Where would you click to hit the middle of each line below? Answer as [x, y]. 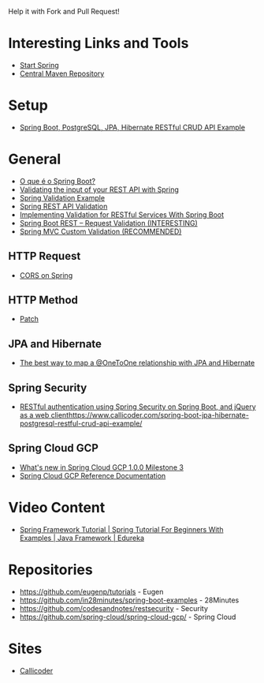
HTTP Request [45, 256]
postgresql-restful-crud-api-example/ [81, 424]
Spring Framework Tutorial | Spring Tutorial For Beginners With [121, 529]
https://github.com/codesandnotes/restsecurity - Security [114, 608]
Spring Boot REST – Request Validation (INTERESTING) [109, 223]
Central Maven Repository [62, 73]
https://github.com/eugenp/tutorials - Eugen [91, 591]
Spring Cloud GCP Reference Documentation [93, 475]
